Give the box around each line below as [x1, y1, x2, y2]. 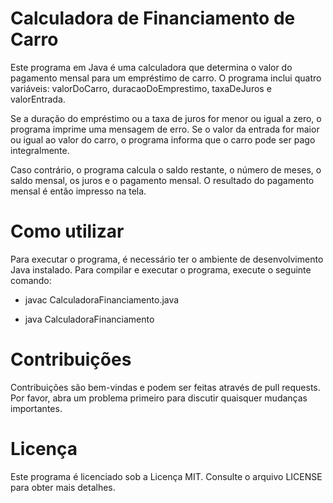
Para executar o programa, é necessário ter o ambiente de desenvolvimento [10, 253, 324, 265]
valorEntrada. [10, 93, 66, 105]
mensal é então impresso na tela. [10, 185, 147, 197]
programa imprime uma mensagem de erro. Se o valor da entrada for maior [10, 123, 320, 135]
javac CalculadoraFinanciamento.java [24, 293, 180, 306]
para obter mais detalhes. [10, 481, 116, 493]
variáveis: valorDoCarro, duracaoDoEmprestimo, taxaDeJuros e [10, 82, 272, 94]
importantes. [10, 402, 63, 414]
